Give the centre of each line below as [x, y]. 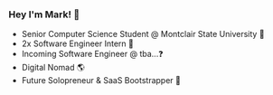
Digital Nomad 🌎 [53, 68]
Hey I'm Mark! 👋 [44, 14]
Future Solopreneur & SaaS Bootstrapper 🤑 [101, 81]
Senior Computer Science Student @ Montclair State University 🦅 [143, 34]
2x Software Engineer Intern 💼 [78, 43]
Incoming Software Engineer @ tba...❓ [92, 54]
